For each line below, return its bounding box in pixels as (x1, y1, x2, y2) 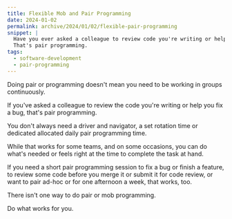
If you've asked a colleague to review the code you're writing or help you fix (7, 101, 223, 109)
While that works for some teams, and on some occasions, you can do (7, 142, 208, 150)
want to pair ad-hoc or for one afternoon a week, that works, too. (7, 177, 192, 186)
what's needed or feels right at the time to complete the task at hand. (7, 149, 204, 158)
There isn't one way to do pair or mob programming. (7, 191, 157, 199)
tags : (7, 49, 23, 56)
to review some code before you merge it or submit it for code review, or (7, 170, 213, 178)
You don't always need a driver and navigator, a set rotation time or (7, 121, 198, 129)
